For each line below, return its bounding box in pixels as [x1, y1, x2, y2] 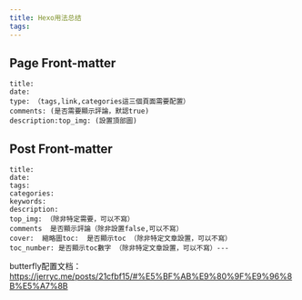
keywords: [9, 197, 47, 206]
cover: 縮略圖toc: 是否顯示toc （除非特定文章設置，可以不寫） [9, 234, 232, 244]
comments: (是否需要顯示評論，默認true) [9, 106, 150, 116]
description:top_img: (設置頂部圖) [9, 116, 138, 125]
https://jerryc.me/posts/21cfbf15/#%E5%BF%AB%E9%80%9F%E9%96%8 [9, 271, 293, 282]
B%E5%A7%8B [9, 281, 68, 292]
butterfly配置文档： [9, 261, 82, 272]
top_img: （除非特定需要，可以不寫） [9, 215, 135, 224]
